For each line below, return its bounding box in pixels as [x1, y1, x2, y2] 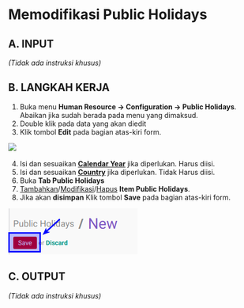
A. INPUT [8, 37, 54, 51]
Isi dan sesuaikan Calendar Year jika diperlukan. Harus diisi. [19, 158, 216, 168]
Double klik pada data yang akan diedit [19, 119, 147, 128]
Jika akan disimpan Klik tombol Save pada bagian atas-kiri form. [19, 192, 231, 202]
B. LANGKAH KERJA [8, 81, 111, 94]
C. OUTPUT [8, 270, 66, 283]
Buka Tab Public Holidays [19, 176, 105, 185]
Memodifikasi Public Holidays [8, 6, 208, 24]
